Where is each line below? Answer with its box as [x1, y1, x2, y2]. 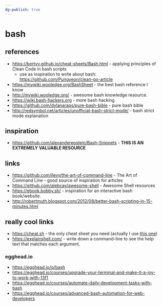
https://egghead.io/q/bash [12, 264, 65, 270]
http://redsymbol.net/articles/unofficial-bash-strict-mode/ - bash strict [12, 107, 155, 113]
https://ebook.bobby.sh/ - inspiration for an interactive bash [12, 188, 133, 194]
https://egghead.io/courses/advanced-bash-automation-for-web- [12, 290, 145, 296]
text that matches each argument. [12, 241, 81, 247]
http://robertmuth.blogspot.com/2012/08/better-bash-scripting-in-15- [12, 198, 153, 204]
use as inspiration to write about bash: [19, 71, 97, 77]
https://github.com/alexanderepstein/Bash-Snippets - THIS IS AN [12, 140, 144, 146]
